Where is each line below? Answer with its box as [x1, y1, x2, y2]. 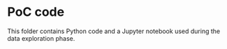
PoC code [7, 4, 65, 20]
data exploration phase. [7, 34, 75, 42]
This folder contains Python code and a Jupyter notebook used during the [7, 27, 221, 35]
